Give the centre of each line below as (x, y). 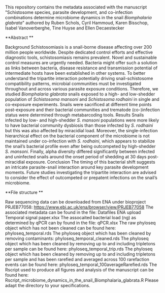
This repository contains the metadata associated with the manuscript (76, 7)
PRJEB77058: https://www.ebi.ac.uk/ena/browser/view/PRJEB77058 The (79, 207)
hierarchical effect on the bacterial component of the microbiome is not (78, 136)
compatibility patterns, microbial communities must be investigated (73, 84)
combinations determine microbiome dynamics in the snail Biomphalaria (78, 17)
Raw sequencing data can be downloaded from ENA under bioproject (76, 202)
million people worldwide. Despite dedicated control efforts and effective (79, 52)
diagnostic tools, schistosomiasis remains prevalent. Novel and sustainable (81, 58)
